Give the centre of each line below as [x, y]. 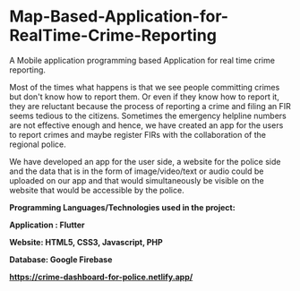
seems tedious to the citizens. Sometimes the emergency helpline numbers [148, 116]
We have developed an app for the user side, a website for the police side [145, 161]
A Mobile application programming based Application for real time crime [142, 60]
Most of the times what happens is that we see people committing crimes [145, 87]
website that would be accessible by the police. [97, 190]
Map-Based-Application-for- [119, 17]
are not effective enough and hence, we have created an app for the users [146, 125]
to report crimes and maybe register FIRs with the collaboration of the [138, 134]
